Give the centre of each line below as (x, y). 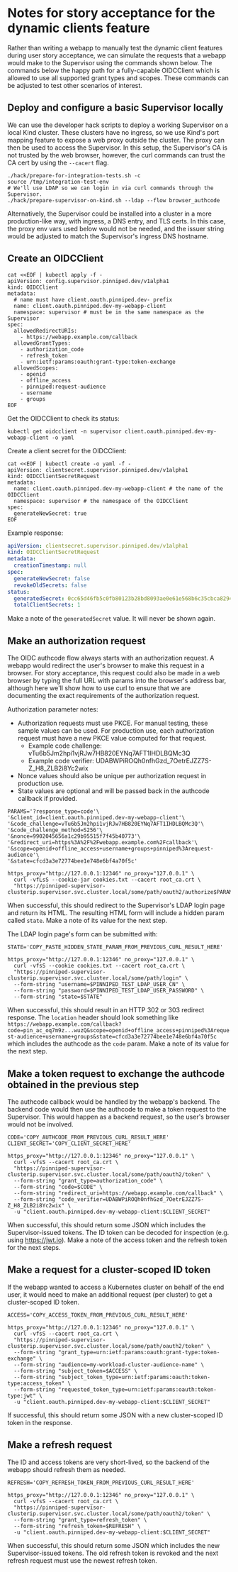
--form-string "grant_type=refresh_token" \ (80, 1520)
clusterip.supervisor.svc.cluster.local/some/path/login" (95, 978)
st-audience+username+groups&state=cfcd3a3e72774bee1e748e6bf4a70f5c (112, 1037)
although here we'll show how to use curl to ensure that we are (99, 688)
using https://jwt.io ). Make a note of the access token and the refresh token (117, 1240)
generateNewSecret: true (50, 513)
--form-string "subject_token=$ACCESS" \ (76, 1371)
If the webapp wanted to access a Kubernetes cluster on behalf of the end (116, 1287)
